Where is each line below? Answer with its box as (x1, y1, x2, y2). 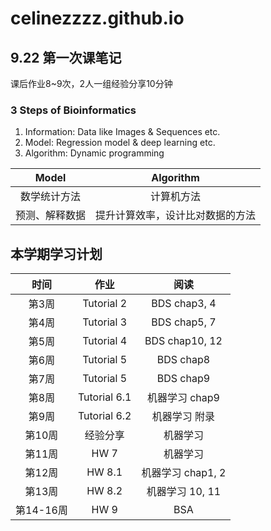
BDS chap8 (156, 353, 211, 367)
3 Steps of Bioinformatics (10, 103, 137, 117)
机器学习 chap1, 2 (141, 466, 227, 480)
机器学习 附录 (151, 410, 216, 424)
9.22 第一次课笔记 (10, 49, 122, 66)
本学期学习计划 (10, 245, 103, 262)
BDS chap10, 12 (144, 334, 223, 348)
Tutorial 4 (82, 334, 128, 348)
